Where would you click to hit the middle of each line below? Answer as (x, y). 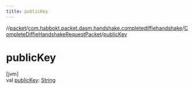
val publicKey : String (31, 80)
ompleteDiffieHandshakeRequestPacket (54, 34)
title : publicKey (27, 11)
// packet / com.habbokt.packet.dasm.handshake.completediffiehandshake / (95, 28)
